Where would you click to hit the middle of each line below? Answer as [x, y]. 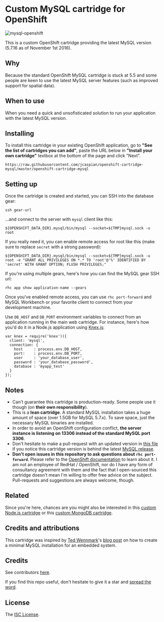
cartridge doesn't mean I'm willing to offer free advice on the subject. [82, 475]
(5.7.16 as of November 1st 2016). [39, 48]
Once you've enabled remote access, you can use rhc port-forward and [78, 297]
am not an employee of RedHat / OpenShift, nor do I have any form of [82, 465]
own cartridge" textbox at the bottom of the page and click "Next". [73, 156]
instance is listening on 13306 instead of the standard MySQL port [81, 433]
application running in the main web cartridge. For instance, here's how [77, 322]
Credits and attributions [42, 528]
